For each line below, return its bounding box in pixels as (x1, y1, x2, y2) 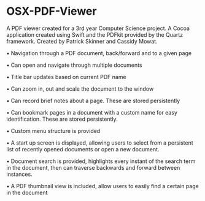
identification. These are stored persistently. (6, 115, 118, 123)
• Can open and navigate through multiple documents (6, 61, 142, 69)
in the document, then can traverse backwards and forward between (6, 164, 180, 171)
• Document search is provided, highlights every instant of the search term (6, 157, 196, 165)
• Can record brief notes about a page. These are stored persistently (6, 97, 180, 104)
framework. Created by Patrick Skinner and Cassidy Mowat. (6, 37, 158, 45)
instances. (6, 170, 33, 178)
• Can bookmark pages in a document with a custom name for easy (6, 108, 178, 116)
